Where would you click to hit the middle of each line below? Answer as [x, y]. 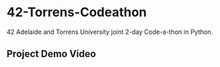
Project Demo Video [51, 54]
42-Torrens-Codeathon [77, 12]
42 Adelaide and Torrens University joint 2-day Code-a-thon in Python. [110, 32]
